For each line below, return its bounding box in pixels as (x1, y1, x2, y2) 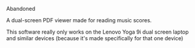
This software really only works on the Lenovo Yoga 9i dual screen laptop (6, 28, 189, 35)
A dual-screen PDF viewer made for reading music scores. (6, 17, 152, 23)
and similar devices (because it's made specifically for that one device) (6, 35, 184, 41)
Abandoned (6, 5, 36, 12)
